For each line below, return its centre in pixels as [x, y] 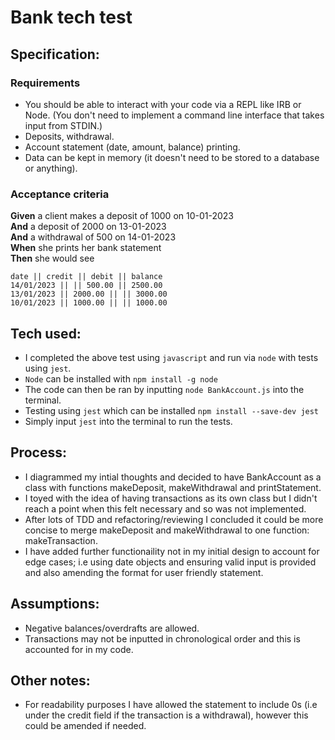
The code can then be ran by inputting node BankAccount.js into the [164, 389]
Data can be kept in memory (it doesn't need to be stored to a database [172, 157]
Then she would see [52, 258]
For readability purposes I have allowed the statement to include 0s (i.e [171, 705]
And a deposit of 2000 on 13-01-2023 [88, 227]
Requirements [45, 83]
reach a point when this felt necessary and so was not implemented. [165, 508]
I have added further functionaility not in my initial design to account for [172, 551]
